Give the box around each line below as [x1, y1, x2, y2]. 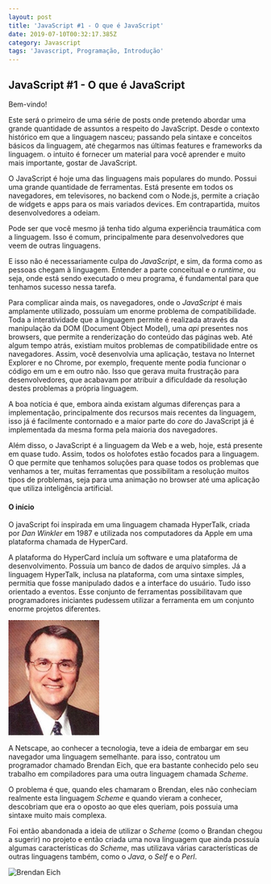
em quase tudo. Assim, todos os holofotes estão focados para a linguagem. [8, 449, 260, 459]
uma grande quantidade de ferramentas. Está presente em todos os [8, 182, 234, 191]
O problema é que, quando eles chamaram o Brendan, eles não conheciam [8, 785, 257, 794]
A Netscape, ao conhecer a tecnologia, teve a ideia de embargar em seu [8, 744, 248, 753]
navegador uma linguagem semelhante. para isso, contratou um [8, 752, 220, 762]
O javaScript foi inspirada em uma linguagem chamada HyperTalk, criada [8, 520, 250, 530]
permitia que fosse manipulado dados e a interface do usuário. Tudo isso [8, 578, 252, 589]
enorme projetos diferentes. [8, 604, 101, 614]
